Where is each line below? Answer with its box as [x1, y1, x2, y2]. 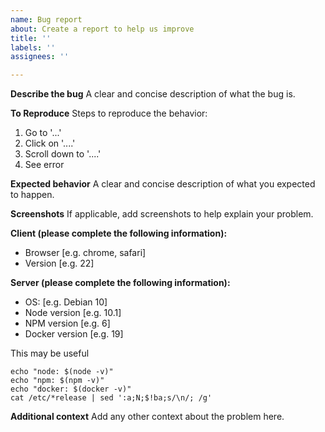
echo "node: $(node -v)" [10, 367, 114, 377]
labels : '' [10, 42, 56, 53]
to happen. [10, 189, 55, 201]
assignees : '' [10, 52, 70, 62]
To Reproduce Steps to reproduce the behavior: [10, 107, 208, 120]
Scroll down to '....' [24, 148, 102, 160]
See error [24, 159, 65, 171]
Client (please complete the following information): [10, 227, 228, 240]
